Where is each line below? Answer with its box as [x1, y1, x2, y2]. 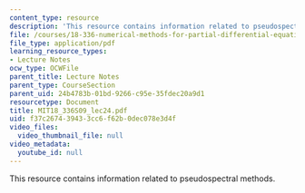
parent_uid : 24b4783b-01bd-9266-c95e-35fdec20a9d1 [9, 89, 205, 98]
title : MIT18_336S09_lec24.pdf [9, 106, 128, 115]
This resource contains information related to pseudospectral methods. [9, 173, 276, 184]
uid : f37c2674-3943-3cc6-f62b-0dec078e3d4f [9, 114, 177, 123]
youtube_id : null [17, 148, 84, 157]
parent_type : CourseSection [9, 81, 116, 90]
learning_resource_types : [9, 47, 107, 56]
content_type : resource [9, 13, 100, 23]
